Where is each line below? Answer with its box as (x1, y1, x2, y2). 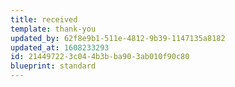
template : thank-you (10, 24, 97, 34)
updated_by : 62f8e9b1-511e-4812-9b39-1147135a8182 (10, 33, 226, 43)
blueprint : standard (10, 61, 97, 71)
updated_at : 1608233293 (10, 42, 110, 53)
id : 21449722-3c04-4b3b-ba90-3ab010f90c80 (10, 52, 190, 62)
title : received (10, 14, 78, 25)
